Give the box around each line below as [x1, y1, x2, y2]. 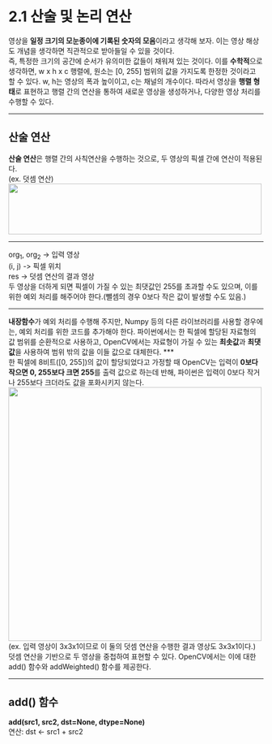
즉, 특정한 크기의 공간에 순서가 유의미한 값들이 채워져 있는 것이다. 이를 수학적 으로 [8, 56, 263, 66]
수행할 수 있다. [8, 97, 54, 106]
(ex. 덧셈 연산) [8, 174, 54, 184]
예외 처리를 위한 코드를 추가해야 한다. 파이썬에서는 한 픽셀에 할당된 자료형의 [19, 327, 257, 336]
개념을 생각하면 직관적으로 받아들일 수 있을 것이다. [16, 45, 175, 55]
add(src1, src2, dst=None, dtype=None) [8, 717, 146, 727]
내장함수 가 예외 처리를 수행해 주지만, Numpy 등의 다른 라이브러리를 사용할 [8, 316, 242, 326]
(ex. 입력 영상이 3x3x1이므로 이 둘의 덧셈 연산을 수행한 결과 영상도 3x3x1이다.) [8, 641, 257, 651]
